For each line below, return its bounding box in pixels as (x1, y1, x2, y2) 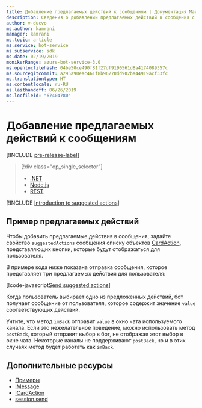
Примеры (14, 377, 40, 384)
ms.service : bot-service (6, 43, 69, 49)
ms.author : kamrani (6, 25, 55, 32)
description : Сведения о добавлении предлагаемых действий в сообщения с (6, 14, 195, 20)
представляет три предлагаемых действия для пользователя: (6, 270, 166, 277)
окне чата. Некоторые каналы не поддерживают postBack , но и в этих (6, 336, 186, 344)
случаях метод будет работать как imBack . (6, 343, 115, 350)
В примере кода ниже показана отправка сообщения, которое (6, 263, 168, 271)
